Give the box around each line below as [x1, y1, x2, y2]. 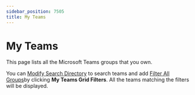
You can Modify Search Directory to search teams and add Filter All [6, 70, 170, 77]
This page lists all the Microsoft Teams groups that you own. [6, 59, 153, 66]
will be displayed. [6, 83, 48, 90]
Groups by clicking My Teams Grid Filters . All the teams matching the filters [6, 76, 190, 83]
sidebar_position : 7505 [6, 8, 65, 15]
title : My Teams [6, 14, 46, 20]
